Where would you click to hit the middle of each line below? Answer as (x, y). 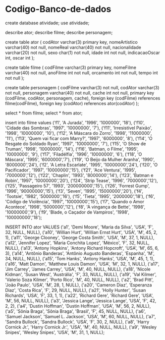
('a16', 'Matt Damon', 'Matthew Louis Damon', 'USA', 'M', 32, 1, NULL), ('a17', (82, 264)
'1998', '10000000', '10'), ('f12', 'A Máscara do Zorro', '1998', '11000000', (79, 133)
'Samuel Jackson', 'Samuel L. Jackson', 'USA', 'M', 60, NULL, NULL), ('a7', (81, 316)
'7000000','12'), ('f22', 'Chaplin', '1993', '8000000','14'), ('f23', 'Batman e (79, 175)
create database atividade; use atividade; (47, 23)
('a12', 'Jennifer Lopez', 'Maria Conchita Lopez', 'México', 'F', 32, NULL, (77, 243)
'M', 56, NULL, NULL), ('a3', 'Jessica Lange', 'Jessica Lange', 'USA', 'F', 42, (81, 300)
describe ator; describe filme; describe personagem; (59, 32)
